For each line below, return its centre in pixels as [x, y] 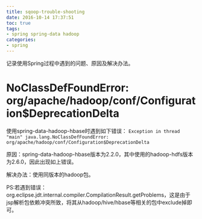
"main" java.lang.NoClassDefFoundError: [58, 137]
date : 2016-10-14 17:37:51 [40, 17]
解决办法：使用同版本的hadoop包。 [50, 174]
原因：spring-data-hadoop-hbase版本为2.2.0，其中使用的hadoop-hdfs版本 [100, 154]
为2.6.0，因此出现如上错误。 [42, 162]
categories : [21, 40]
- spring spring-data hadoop [43, 34]
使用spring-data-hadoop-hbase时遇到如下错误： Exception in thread [93, 131]
